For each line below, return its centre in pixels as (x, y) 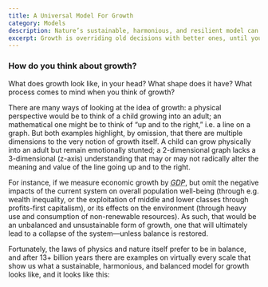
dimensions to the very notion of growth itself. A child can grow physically (130, 142)
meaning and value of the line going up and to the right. (100, 167)
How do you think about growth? (73, 66)
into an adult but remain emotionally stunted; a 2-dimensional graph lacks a (132, 149)
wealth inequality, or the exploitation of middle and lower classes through (128, 199)
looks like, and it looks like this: (59, 274)
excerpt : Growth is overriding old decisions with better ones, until (128, 38)
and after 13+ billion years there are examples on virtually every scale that (130, 257)
